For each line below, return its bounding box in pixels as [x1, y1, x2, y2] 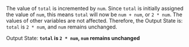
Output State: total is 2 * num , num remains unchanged [6, 35, 140, 41]
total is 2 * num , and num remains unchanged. [6, 23, 118, 30]
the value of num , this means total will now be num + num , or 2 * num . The [6, 11, 183, 18]
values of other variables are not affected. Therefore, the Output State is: [6, 17, 183, 24]
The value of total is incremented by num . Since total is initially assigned [6, 5, 184, 12]
